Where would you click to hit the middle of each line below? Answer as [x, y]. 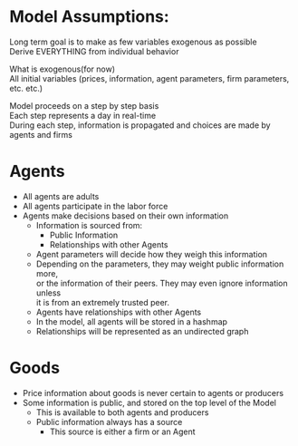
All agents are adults [61, 196]
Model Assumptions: [89, 17]
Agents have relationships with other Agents [119, 312]
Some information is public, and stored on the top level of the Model [149, 402]
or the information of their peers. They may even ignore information [162, 283]
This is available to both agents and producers [122, 412]
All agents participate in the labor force [95, 206]
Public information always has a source [109, 422]
